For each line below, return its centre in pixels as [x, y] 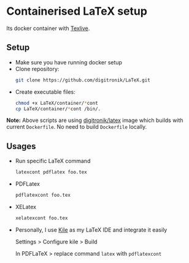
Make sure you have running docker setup [69, 62]
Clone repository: [37, 69]
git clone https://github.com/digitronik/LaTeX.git [83, 80]
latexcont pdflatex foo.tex [51, 172]
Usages [21, 146]
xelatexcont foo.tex [41, 218]
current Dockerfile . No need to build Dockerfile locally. [77, 127]
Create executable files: [45, 92]
